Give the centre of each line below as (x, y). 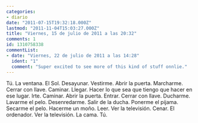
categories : (21, 12)
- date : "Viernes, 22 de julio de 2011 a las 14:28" (73, 56)
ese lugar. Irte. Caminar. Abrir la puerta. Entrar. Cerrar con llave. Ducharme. (98, 96)
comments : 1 (21, 39)
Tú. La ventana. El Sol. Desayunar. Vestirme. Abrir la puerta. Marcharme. (95, 83)
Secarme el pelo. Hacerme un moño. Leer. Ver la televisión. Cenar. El (90, 109)
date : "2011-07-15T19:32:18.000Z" (49, 22)
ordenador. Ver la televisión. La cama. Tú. (57, 115)
